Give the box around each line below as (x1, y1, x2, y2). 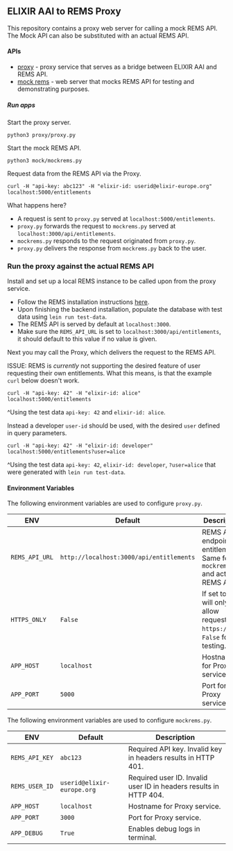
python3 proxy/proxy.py (7, 131, 76, 138)
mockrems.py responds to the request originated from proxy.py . (17, 236, 196, 245)
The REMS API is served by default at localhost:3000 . (17, 320, 171, 328)
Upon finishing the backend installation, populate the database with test (17, 305, 223, 314)
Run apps (7, 101, 36, 109)
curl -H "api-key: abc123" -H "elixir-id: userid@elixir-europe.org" (7, 183, 213, 189)
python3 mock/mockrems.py (7, 157, 82, 164)
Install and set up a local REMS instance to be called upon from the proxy (7, 277, 216, 285)
